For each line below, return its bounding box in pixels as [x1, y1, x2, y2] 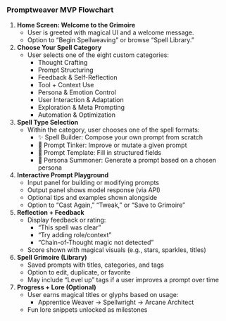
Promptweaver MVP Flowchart [6, 5, 114, 15]
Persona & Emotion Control [37, 88, 117, 96]
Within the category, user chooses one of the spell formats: [27, 125, 200, 134]
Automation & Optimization [37, 111, 115, 119]
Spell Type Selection [16, 118, 79, 127]
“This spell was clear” [37, 223, 101, 232]
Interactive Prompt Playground [16, 171, 109, 180]
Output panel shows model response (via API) [27, 186, 161, 194]
